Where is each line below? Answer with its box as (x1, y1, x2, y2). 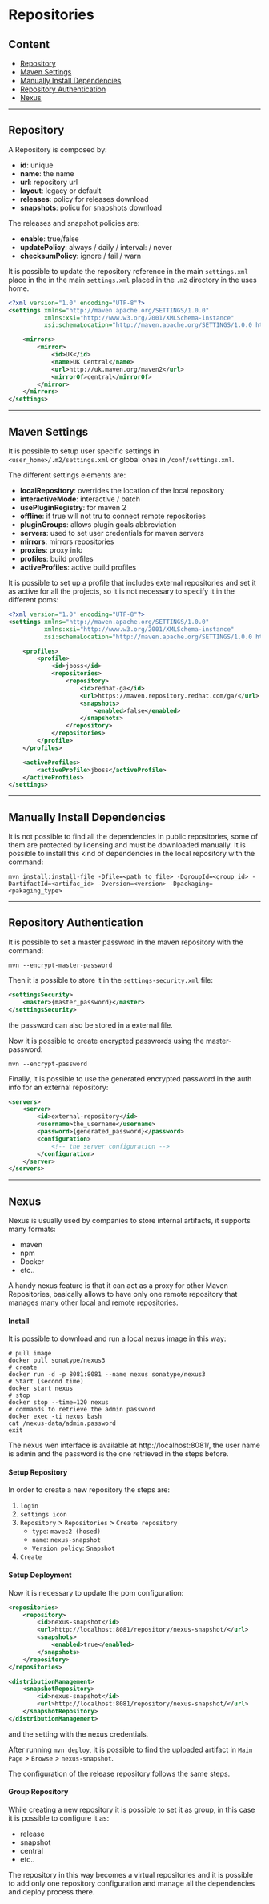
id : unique (19, 160, 54, 170)
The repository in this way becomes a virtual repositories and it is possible (8, 1870, 254, 1879)
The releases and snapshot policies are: (8, 218, 140, 227)
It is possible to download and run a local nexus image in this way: (8, 1334, 227, 1343)
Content (8, 38, 50, 51)
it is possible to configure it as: (8, 1813, 110, 1823)
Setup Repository (8, 1467, 68, 1477)
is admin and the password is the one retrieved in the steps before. (8, 1449, 229, 1459)
